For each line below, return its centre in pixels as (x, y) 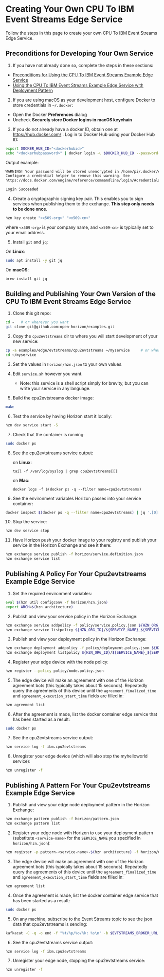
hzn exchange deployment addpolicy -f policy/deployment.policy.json (78, 648)
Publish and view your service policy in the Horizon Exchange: (75, 616)
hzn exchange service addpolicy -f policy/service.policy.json (71, 625)
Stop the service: (30, 522)
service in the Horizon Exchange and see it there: (62, 545)
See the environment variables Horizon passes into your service (77, 498)
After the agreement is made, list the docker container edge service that (85, 714)
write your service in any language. (55, 388)
